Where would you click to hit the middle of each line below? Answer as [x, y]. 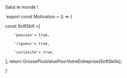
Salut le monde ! [22, 7]
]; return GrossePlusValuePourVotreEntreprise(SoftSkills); [64, 61]
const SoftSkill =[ [23, 26]
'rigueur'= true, [32, 44]
